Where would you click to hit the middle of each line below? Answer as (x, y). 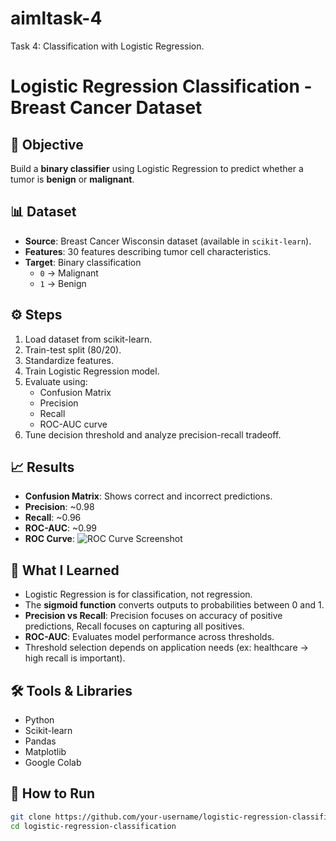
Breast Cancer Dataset (106, 108)
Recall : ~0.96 (53, 518)
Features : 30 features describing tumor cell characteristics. (148, 251)
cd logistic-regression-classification (93, 826)
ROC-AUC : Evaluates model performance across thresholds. (149, 637)
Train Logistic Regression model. (92, 371)
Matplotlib (45, 751)
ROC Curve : (49, 539)
